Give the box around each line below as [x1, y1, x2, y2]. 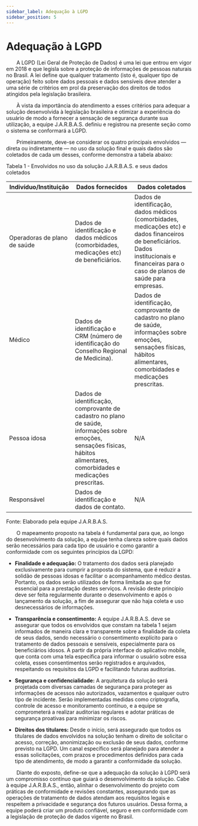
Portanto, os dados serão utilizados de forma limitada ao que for [14, 579, 171, 586]
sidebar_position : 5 [6, 14, 57, 20]
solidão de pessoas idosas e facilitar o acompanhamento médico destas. [14, 572, 192, 580]
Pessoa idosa [9, 434, 47, 443]
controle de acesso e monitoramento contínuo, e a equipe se [14, 702, 163, 709]
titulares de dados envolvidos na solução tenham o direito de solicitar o [14, 733, 188, 740]
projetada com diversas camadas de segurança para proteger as [14, 683, 173, 691]
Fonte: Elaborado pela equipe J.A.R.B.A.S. [6, 518, 108, 525]
